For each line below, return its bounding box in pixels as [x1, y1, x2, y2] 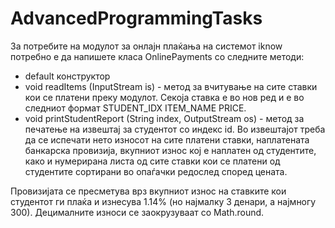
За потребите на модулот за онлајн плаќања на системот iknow [10, 40, 283, 52]
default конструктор [24, 70, 111, 82]
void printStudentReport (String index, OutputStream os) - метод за [24, 112, 305, 124]
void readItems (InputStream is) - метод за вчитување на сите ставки [24, 80, 318, 92]
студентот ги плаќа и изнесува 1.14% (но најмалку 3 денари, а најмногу [10, 195, 317, 207]
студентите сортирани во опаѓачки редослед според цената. [24, 165, 288, 177]
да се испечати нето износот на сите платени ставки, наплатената [24, 133, 310, 146]
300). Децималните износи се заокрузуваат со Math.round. [10, 206, 265, 218]
